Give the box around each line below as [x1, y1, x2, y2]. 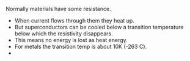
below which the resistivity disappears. [14, 30, 114, 37]
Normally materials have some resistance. [5, 5, 111, 12]
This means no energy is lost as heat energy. [14, 37, 128, 43]
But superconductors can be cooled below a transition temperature [14, 24, 184, 30]
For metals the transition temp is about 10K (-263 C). [14, 43, 147, 50]
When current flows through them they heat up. [14, 17, 135, 24]
